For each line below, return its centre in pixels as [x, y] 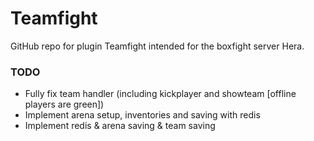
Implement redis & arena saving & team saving [120, 126]
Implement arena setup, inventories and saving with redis [142, 115]
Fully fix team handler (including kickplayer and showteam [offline [160, 94]
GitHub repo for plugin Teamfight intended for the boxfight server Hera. [157, 46]
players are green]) [64, 104]
